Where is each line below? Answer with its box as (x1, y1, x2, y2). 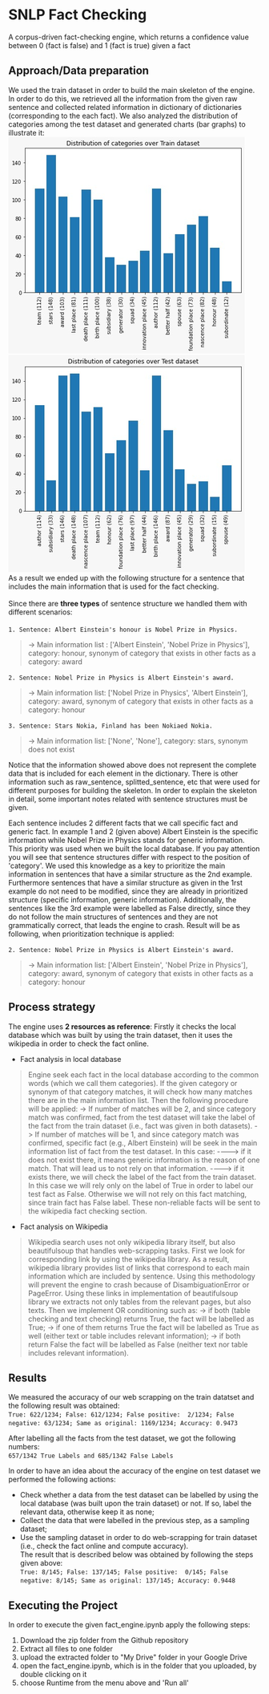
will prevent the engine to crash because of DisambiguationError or (27, 1279, 250, 1289)
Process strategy (8, 1000, 96, 1014)
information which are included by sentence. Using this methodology (27, 1271, 256, 1281)
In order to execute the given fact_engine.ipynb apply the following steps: (8, 1620, 251, 1630)
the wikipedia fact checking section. (27, 1206, 148, 1216)
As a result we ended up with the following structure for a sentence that (8, 573, 245, 582)
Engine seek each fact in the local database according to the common (27, 1069, 259, 1080)
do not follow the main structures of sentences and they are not (8, 912, 219, 922)
